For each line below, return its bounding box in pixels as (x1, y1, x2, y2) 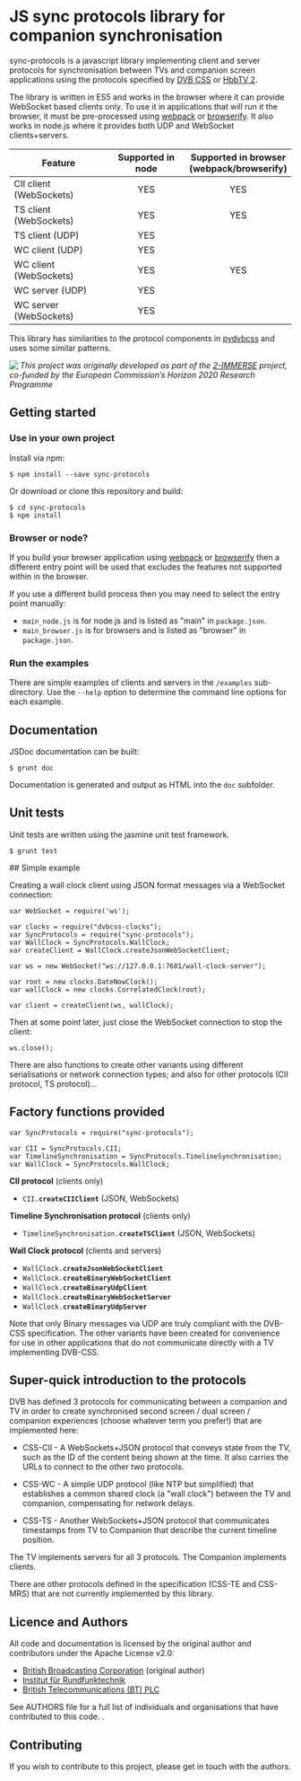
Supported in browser (190, 151, 287, 163)
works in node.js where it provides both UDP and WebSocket (9, 119, 235, 131)
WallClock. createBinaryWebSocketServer (21, 1292, 172, 1301)
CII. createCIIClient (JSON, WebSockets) (21, 1193, 179, 1203)
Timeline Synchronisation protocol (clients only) (9, 1210, 191, 1221)
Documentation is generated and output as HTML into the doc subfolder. (9, 780, 275, 790)
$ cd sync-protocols (9, 503, 87, 512)
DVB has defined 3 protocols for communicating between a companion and (9, 1397, 288, 1407)
